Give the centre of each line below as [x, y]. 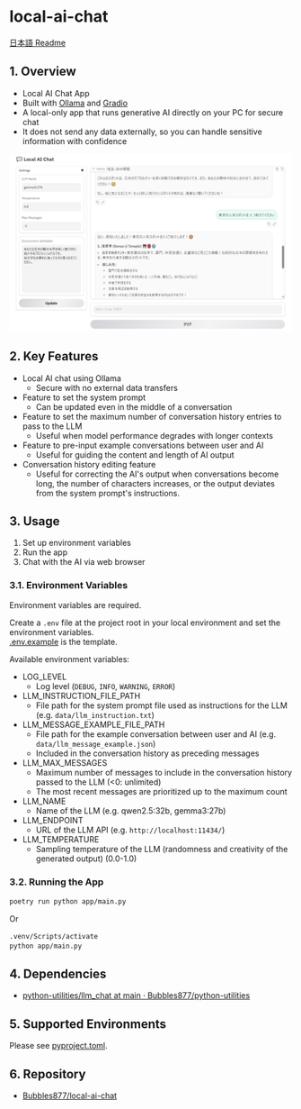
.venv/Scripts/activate [54, 936]
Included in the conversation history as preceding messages [147, 753]
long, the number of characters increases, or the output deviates [155, 483]
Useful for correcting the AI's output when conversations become [157, 474]
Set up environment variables [77, 543]
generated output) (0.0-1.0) [86, 859]
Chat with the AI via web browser [84, 562]
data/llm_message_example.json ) [96, 743]
